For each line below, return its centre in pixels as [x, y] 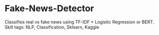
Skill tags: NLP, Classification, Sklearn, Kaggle [52, 27]
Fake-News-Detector [49, 9]
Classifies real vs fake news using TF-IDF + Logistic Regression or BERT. [79, 22]
